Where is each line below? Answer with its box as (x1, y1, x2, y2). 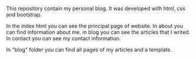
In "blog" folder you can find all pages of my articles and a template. (6, 46, 172, 53)
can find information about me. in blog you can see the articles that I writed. (6, 29, 191, 36)
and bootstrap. (6, 11, 43, 18)
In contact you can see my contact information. (6, 35, 121, 41)
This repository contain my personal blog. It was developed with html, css (6, 5, 186, 12)
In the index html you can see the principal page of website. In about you (6, 23, 183, 29)
